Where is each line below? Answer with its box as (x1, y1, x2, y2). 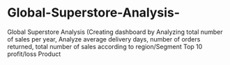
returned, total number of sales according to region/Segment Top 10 (7, 42, 203, 50)
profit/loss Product (7, 50, 61, 58)
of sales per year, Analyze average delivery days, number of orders (7, 35, 201, 43)
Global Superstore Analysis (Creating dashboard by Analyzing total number (7, 28, 223, 36)
